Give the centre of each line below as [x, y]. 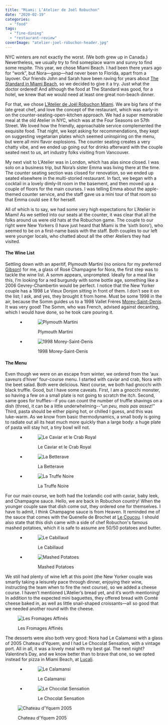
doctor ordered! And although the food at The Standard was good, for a [79, 89]
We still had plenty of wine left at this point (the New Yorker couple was [79, 576]
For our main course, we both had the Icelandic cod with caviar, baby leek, [82, 496]
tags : [11, 29]
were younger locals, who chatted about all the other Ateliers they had [78, 236]
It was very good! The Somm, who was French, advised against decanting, [82, 307]
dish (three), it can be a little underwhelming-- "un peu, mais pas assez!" [80, 406]
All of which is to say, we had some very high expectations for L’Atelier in [80, 209]
